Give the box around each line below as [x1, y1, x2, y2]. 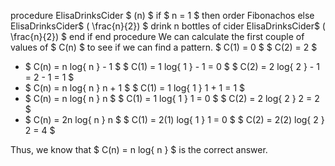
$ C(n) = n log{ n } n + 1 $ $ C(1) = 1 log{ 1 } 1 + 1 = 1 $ [24, 82, 246, 94]
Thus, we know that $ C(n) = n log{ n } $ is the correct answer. [10, 144, 268, 155]
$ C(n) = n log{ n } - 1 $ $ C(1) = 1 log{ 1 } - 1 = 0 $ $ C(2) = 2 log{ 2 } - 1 [24, 61, 320, 72]
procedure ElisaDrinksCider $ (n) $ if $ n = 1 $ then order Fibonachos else [10, 10, 315, 21]
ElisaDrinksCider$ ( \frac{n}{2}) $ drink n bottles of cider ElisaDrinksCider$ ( [10, 20, 326, 32]
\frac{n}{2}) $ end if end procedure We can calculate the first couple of [10, 31, 305, 42]
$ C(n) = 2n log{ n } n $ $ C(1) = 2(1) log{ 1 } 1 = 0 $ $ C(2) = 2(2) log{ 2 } [24, 114, 325, 125]
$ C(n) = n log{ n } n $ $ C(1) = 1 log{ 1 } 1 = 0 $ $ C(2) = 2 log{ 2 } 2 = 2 [24, 93, 320, 104]
